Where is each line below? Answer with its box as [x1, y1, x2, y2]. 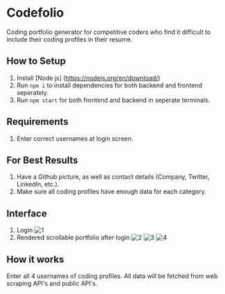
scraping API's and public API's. [6, 279, 98, 287]
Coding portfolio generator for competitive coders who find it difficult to [6, 28, 211, 36]
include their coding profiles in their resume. [6, 35, 133, 43]
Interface [6, 207, 47, 219]
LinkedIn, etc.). [16, 180, 60, 189]
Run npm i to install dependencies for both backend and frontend [16, 81, 202, 89]
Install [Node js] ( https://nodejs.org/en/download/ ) [16, 73, 161, 82]
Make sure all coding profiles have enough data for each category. [16, 187, 207, 196]
